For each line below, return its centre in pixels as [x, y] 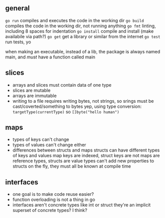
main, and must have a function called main [50, 57]
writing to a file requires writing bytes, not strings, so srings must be [83, 101]
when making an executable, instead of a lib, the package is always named [83, 51]
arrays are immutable [34, 96]
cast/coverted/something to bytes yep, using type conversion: [77, 106]
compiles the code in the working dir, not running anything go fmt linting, [80, 26]
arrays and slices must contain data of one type [62, 85]
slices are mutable [31, 90]
